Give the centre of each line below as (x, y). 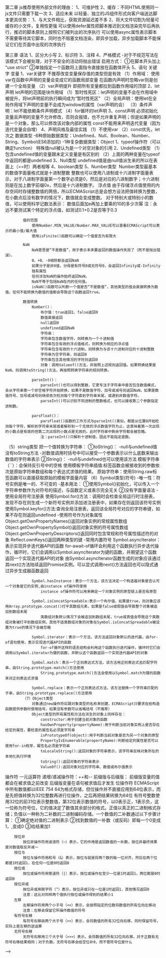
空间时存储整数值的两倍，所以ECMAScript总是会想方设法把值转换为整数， (84, 191)
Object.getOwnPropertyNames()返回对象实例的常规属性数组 (66, 521)
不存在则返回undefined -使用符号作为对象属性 (56, 515)
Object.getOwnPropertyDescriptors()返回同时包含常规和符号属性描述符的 (80, 534)
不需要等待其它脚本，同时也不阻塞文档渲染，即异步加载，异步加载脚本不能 (81, 38)
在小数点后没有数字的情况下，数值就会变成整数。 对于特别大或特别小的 (77, 198)
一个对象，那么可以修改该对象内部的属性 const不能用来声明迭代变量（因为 (85, 123)
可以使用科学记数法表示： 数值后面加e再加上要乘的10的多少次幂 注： (83, 204)
